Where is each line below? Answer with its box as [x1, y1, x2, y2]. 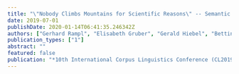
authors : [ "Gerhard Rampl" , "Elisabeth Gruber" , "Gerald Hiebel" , [7, 30, 208, 37]
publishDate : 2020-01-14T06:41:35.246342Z [7, 23, 135, 30]
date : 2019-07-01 [7, 17, 59, 24]
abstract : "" [7, 43, 46, 50]
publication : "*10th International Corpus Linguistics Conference [7, 56, 208, 63]
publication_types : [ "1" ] [7, 37, 84, 44]
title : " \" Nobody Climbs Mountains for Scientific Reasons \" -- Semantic [7, 10, 231, 18]
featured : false [7, 50, 55, 57]
